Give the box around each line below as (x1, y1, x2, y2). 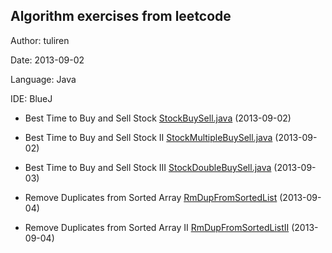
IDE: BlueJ (10, 92, 53, 104)
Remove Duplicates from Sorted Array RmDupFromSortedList (24, 191, 278, 203)
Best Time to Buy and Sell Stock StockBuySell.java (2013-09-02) (24, 112, 292, 124)
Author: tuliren (10, 34, 70, 46)
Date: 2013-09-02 (10, 54, 85, 66)
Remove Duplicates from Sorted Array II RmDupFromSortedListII (24, 221, 290, 233)
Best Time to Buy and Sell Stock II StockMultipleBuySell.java (24, 131, 273, 143)
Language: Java (10, 73, 77, 85)
